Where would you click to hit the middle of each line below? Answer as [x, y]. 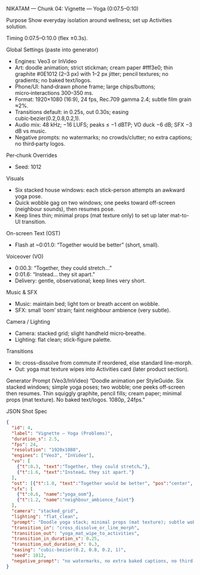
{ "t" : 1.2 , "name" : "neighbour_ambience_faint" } [76, 500]
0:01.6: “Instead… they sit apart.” [55, 274]
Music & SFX [22, 292]
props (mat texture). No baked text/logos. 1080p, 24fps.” [76, 400]
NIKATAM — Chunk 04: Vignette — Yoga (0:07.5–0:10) [72, 9]
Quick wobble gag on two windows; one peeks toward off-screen [95, 203]
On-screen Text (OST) [33, 233]
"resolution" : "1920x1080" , [46, 450]
